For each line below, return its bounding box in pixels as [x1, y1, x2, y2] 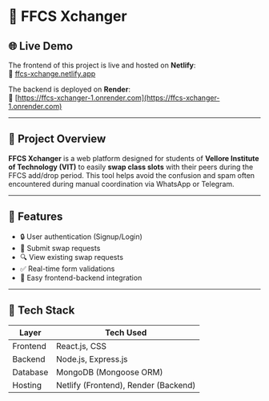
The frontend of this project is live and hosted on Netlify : [8, 60, 196, 70]
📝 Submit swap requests [19, 243, 101, 253]
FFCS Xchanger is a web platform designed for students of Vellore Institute [8, 153, 259, 163]
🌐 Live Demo [8, 39, 74, 53]
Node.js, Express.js [55, 354, 128, 365]
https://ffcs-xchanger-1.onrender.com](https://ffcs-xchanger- [17, 93, 220, 103]
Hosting [12, 380, 42, 391]
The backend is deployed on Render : [8, 84, 130, 94]
